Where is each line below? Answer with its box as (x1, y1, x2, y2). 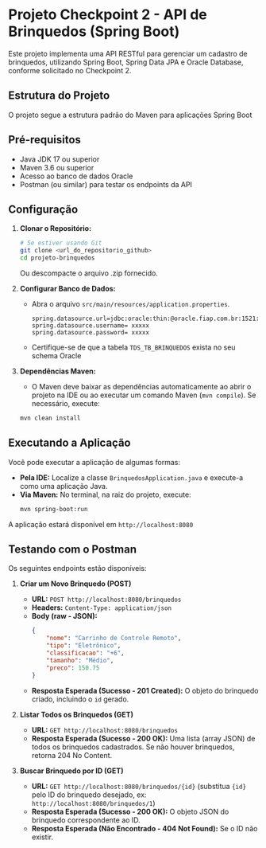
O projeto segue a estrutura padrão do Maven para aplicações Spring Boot (8, 110, 253, 119)
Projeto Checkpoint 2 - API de (8, 6, 208, 24)
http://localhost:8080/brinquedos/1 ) (31, 798, 156, 807)
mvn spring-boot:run (19, 505, 88, 513)
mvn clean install (19, 414, 81, 422)
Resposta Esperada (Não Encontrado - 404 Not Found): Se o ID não (31, 823, 258, 833)
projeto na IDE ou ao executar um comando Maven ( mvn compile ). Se (31, 390, 256, 400)
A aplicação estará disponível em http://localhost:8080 (8, 519, 194, 529)
